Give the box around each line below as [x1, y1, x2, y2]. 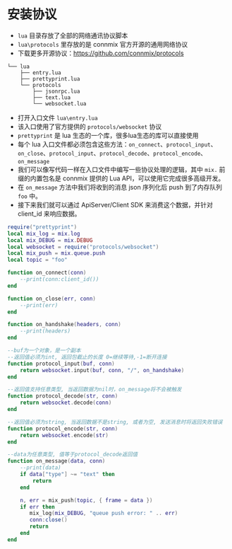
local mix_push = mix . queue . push [7, 250, 106, 257]
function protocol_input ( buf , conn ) [7, 360, 115, 367]
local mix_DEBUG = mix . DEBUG [7, 236, 93, 244]
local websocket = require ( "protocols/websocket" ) [7, 243, 159, 250]
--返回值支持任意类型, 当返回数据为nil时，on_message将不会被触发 [7, 386, 182, 393]
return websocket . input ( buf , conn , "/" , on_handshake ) [20, 366, 185, 374]
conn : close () [29, 516, 68, 524]
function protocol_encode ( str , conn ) [7, 425, 118, 432]
